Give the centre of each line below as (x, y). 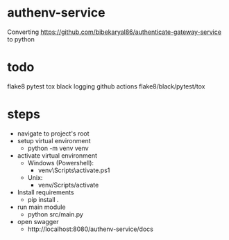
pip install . (43, 199)
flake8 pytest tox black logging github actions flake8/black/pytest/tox (106, 86)
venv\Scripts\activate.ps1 (74, 170)
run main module (41, 207)
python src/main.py (55, 214)
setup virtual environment (54, 140)
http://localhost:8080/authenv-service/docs (91, 229)
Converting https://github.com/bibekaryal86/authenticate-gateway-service (114, 32)
